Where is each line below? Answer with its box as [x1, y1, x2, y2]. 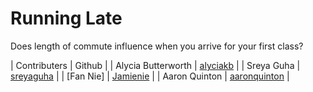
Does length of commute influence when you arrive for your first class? [10, 40, 304, 52]
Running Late [10, 7, 123, 30]
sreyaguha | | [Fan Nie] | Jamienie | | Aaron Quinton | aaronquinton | [10, 70, 290, 82]
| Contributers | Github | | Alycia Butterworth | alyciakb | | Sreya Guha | [10, 59, 301, 71]
